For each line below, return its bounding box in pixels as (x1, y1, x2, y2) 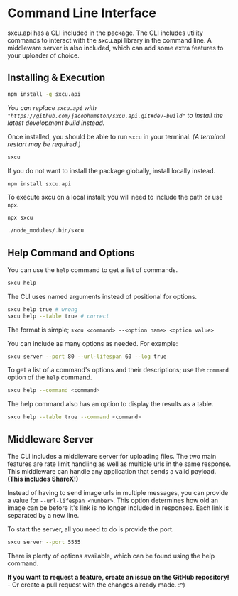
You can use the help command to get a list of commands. (7, 265, 178, 274)
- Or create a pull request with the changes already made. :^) (7, 580, 186, 589)
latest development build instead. (7, 119, 105, 127)
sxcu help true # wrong (7, 305, 78, 313)
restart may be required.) (7, 140, 81, 148)
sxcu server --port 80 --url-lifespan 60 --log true (7, 353, 167, 360)
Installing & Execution (7, 72, 105, 84)
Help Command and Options (7, 246, 135, 259)
